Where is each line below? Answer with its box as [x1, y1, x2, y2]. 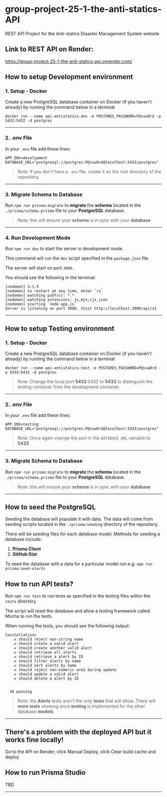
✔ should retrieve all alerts [14, 650, 77, 655]
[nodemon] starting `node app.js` [5, 302, 77, 307]
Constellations [5, 633, 37, 638]
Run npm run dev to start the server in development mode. [5, 246, 124, 252]
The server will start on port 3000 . [5, 265, 74, 271]
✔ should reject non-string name [14, 637, 83, 642]
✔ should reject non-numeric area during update [14, 667, 117, 672]
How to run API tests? [5, 580, 74, 588]
